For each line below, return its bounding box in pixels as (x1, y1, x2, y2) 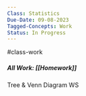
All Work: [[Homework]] (7, 63, 77, 72)
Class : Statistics (7, 10, 60, 17)
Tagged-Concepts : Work (7, 23, 72, 29)
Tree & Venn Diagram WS (7, 81, 79, 89)
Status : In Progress (7, 29, 67, 36)
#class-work (7, 48, 43, 56)
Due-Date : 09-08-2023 (7, 16, 69, 23)
